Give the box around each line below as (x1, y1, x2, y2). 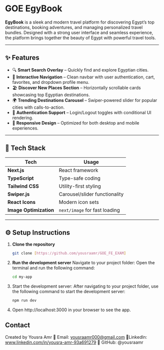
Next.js (7, 167, 24, 174)
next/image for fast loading (59, 206, 120, 213)
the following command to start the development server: (12, 289, 125, 295)
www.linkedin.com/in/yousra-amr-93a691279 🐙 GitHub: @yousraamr (5, 339, 143, 345)
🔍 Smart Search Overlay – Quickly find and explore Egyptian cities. (12, 67, 149, 73)
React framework (59, 167, 99, 174)
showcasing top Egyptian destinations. (12, 92, 90, 98)
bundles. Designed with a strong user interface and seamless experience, (5, 29, 153, 35)
